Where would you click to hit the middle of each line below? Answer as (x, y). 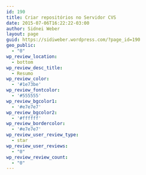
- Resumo (22, 73)
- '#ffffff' (27, 118)
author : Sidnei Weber (33, 29)
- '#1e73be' (27, 85)
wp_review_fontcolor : (33, 90)
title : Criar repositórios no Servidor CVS (61, 17)
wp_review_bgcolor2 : (32, 112)
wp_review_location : (32, 57)
